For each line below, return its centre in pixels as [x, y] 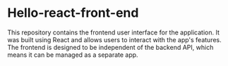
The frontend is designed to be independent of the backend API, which [110, 47]
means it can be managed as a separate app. [73, 55]
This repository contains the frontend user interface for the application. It [114, 32]
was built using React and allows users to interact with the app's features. [115, 39]
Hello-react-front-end [73, 13]
